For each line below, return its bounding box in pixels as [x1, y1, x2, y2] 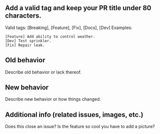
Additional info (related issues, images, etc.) [5, 110, 144, 119]
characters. [5, 12, 42, 20]
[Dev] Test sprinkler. [5, 38, 52, 43]
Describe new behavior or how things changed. [5, 96, 101, 102]
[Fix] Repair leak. [5, 43, 45, 48]
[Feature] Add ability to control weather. [5, 34, 96, 39]
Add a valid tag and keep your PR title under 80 [5, 4, 152, 12]
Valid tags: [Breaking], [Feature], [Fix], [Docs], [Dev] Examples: [5, 25, 133, 30]
